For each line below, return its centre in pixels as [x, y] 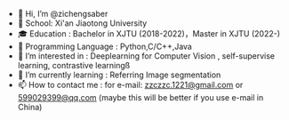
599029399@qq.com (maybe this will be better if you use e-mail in [140, 97]
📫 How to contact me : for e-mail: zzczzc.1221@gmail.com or [130, 85]
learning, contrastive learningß [74, 65]
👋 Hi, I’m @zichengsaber [63, 14]
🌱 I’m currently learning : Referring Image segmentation [119, 75]
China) [30, 107]
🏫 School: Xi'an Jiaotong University [82, 23]
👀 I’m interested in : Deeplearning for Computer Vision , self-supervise [146, 56]
